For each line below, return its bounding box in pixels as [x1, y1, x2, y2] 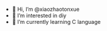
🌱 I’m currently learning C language [12, 18, 101, 25]
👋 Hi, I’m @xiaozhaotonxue [12, 6, 80, 13]
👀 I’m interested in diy [12, 12, 67, 19]
